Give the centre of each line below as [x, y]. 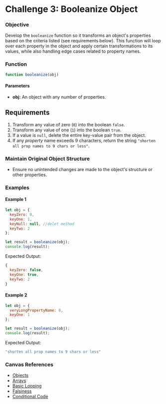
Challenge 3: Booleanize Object [72, 9]
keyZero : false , [26, 270]
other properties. [30, 175]
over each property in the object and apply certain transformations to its [79, 46]
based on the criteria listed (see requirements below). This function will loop [83, 41]
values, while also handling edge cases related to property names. [73, 51]
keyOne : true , [24, 275]
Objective [17, 25]
